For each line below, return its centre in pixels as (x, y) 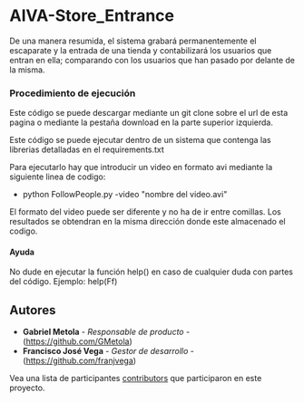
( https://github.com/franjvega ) (79, 361)
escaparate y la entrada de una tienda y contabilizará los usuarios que (141, 50)
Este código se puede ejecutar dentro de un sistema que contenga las (140, 140)
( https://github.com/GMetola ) (78, 341)
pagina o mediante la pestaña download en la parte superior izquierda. (142, 122)
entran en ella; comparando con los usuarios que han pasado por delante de (152, 60)
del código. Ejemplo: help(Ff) (64, 282)
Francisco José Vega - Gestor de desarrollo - (108, 351)
